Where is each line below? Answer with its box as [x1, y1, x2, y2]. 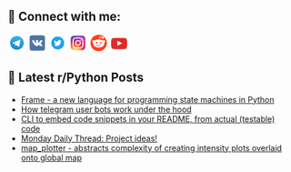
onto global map [20, 152, 83, 163]
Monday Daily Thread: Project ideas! [20, 133, 157, 144]
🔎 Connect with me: [7, 9, 121, 25]
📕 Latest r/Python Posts [7, 70, 145, 86]
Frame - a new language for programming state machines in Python [20, 94, 275, 105]
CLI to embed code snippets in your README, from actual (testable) [20, 113, 276, 124]
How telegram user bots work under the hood [20, 104, 192, 115]
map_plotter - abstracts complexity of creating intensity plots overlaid [20, 142, 283, 153]
